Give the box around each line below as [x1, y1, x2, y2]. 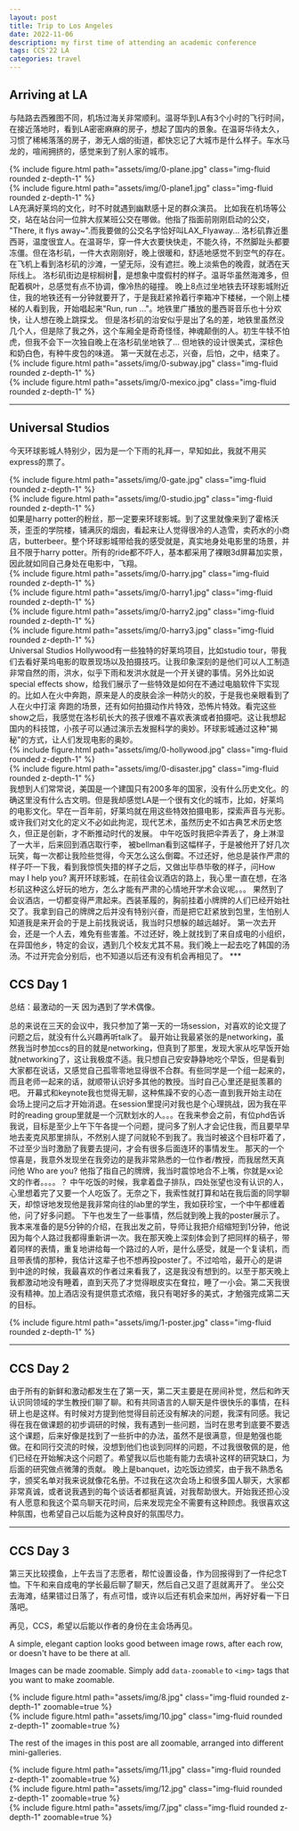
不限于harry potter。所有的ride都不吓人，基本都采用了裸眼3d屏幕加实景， [16, 546, 287, 558]
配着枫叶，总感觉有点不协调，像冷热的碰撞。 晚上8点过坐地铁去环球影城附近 [9, 280, 289, 291]
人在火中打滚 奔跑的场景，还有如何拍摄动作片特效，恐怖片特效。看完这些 [9, 700, 277, 711]
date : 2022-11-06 [9, 29, 74, 38]
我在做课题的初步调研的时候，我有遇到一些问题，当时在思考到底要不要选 [24, 1420, 290, 1430]
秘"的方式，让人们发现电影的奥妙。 [9, 733, 138, 745]
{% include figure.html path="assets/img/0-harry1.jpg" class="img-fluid [9, 586, 273, 598]
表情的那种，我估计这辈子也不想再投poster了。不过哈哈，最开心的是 [24, 1255, 275, 1265]
